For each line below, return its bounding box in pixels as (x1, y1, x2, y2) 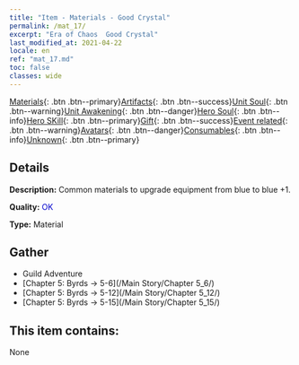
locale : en (9, 47, 50, 56)
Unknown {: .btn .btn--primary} (26, 134, 140, 144)
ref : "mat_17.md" (9, 55, 75, 64)
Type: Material (9, 219, 64, 230)
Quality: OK (9, 201, 54, 212)
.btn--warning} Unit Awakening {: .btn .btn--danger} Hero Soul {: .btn (9, 105, 257, 117)
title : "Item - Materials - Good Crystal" (9, 13, 171, 22)
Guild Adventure (22, 268, 84, 279)
